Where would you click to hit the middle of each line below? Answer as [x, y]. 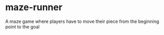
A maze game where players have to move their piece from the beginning [82, 21]
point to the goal [22, 26]
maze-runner [34, 7]
